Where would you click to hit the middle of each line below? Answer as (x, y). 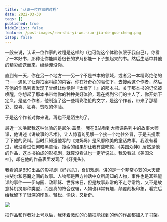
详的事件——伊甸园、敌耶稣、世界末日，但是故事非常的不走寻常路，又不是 (81, 182)
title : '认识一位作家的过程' (32, 10)
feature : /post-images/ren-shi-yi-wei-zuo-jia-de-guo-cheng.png (73, 33)
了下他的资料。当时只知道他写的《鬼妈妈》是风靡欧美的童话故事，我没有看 (81, 140)
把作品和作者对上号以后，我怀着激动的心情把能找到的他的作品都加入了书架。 (83, 215)
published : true (22, 24)
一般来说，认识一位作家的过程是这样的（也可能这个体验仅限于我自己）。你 (80, 52)
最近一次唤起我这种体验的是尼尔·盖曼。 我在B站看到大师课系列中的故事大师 (82, 128)
